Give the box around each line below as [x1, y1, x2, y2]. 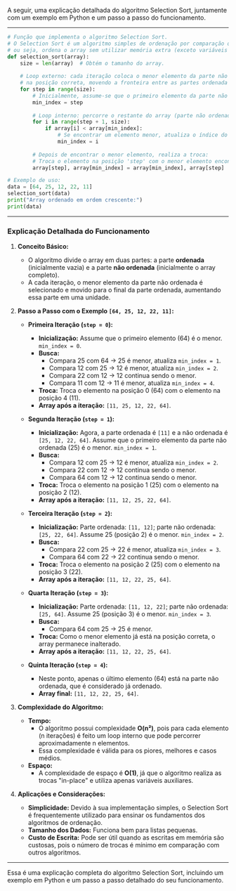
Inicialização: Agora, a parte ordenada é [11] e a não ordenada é [38, 429, 228, 437]
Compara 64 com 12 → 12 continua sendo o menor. [48, 474, 197, 482]
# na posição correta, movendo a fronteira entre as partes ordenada [20, 79, 228, 86]
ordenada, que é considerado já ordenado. [38, 682, 162, 691]
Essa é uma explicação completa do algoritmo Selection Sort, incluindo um [7, 869, 224, 877]
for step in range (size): [20, 86, 96, 93]
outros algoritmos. [27, 848, 81, 857]
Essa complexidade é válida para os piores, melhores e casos [38, 746, 217, 755]
